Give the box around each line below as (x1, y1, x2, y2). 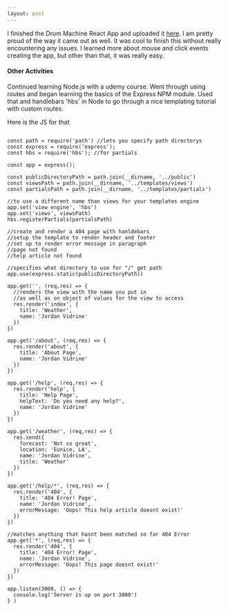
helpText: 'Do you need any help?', (19, 397, 126, 405)
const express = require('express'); (7, 143, 116, 150)
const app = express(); (7, 161, 76, 168)
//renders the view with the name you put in (13, 289, 147, 295)
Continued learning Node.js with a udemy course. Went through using (7, 82, 206, 91)
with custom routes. (7, 104, 64, 113)
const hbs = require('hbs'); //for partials (7, 149, 137, 156)
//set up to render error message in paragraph (7, 240, 147, 247)
